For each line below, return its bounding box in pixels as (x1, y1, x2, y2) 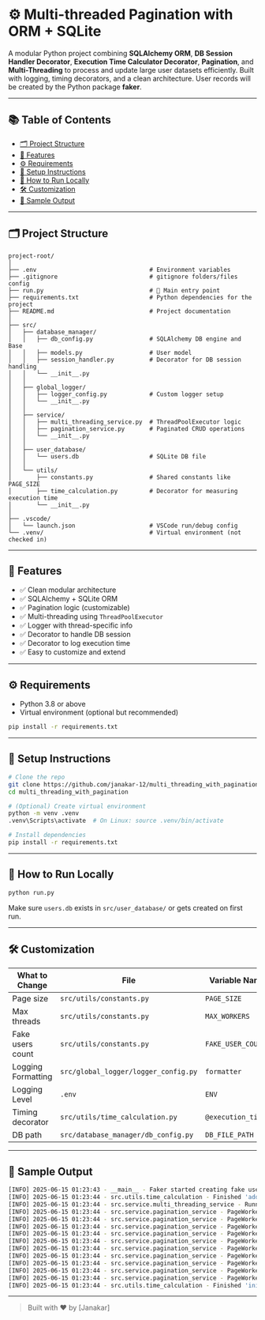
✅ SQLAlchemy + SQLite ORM (19, 594, 118, 604)
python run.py (8, 888, 55, 896)
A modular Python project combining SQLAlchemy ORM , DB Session (8, 48, 233, 58)
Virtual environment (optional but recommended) (19, 707, 179, 717)
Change (17, 980, 47, 991)
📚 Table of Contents (8, 113, 112, 127)
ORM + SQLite (8, 22, 102, 40)
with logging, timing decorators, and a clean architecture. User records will (8, 74, 251, 83)
